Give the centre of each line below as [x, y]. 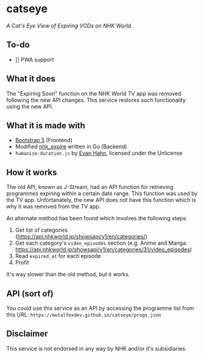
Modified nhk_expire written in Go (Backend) [71, 147]
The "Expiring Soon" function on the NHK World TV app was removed [94, 93]
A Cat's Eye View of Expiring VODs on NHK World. [69, 26]
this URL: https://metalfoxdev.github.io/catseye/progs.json [84, 315]
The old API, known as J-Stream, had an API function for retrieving [90, 187]
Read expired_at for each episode [58, 256]
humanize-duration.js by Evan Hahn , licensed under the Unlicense [99, 153]
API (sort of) [30, 294]
